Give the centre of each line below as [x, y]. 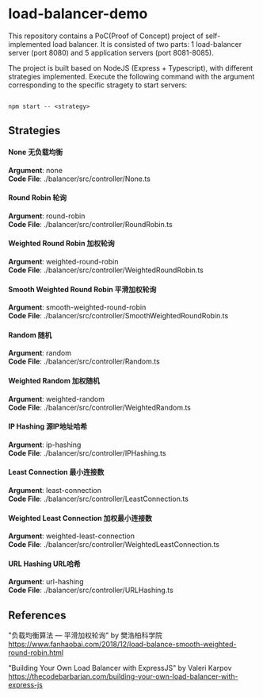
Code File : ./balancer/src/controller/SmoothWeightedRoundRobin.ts [118, 316]
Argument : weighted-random [57, 399]
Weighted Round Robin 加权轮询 [61, 244]
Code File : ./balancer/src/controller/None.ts [79, 179]
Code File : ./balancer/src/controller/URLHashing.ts [91, 590]
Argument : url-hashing [46, 582]
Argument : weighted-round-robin [63, 261]
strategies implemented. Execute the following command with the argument [131, 76]
